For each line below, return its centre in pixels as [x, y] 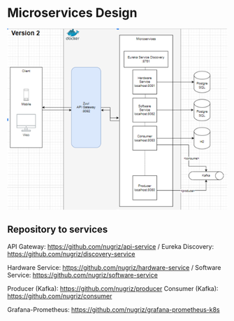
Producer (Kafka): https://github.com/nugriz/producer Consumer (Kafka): [113, 288]
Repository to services [58, 230]
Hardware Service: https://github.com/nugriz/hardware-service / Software [114, 267]
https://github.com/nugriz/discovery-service [71, 254]
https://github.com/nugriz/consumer [60, 296]
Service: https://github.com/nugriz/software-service [83, 275]
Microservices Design [72, 13]
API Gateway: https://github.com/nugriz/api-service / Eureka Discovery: [111, 246]
